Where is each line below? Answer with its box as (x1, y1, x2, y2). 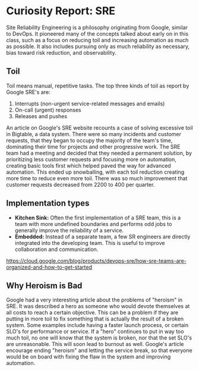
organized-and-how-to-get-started (6, 263, 93, 271)
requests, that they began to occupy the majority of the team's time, (6, 137, 173, 144)
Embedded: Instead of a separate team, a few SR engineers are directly (14, 233, 191, 240)
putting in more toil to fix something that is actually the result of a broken (6, 315, 184, 322)
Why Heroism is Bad (6, 281, 83, 291)
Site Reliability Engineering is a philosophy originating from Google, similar (6, 24, 188, 31)
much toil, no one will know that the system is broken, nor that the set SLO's (6, 334, 192, 341)
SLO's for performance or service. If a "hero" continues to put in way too (6, 328, 184, 335)
